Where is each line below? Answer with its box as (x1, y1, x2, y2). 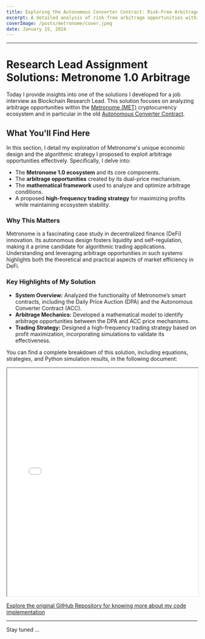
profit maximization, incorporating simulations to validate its (15, 330, 165, 338)
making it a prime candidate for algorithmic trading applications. (6, 243, 166, 250)
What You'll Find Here (6, 128, 90, 138)
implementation (6, 608, 45, 615)
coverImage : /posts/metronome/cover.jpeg (6, 20, 113, 26)
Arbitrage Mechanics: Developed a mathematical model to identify (15, 311, 183, 318)
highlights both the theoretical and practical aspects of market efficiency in (6, 256, 194, 264)
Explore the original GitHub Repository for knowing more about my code (6, 602, 187, 609)
